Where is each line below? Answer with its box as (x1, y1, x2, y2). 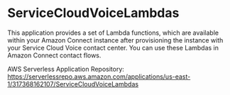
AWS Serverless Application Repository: (7, 65, 124, 73)
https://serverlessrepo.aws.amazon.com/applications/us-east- (7, 72, 191, 81)
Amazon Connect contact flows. (7, 51, 102, 60)
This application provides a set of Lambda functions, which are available (7, 28, 219, 37)
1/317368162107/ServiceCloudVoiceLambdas (7, 79, 139, 88)
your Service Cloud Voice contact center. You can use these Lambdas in (7, 43, 219, 52)
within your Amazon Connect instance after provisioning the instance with (7, 35, 224, 44)
